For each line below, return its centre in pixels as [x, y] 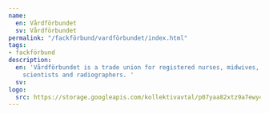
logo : [17, 90]
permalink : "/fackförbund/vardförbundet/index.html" [98, 38]
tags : [17, 45]
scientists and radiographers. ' [78, 75]
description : [30, 60]
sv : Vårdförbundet [46, 30]
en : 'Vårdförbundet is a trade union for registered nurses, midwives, [138, 68]
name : [17, 16]
